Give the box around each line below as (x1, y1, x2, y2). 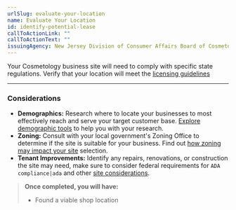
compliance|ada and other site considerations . (17, 169, 150, 177)
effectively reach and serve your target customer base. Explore (17, 117, 201, 125)
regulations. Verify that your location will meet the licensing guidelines (7, 69, 211, 78)
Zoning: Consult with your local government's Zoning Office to (17, 132, 199, 140)
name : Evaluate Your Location (7, 17, 96, 24)
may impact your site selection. (17, 146, 108, 155)
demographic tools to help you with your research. (17, 124, 164, 133)
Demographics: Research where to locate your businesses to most (17, 109, 212, 118)
